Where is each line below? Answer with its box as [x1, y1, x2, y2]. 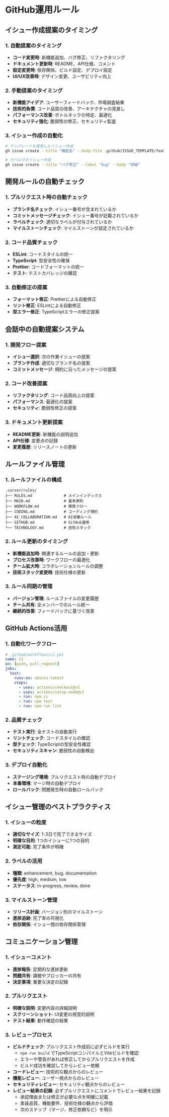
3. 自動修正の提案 [5, 284, 48, 291]
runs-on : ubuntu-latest [14, 675, 64, 680]
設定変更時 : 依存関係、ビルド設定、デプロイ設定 [12, 67, 112, 73]
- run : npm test [18, 699, 53, 704]
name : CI [5, 657, 24, 662]
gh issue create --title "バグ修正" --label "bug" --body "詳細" [5, 162, 141, 167]
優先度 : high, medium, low [12, 876, 67, 882]
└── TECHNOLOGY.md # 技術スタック [5, 526, 91, 531]
